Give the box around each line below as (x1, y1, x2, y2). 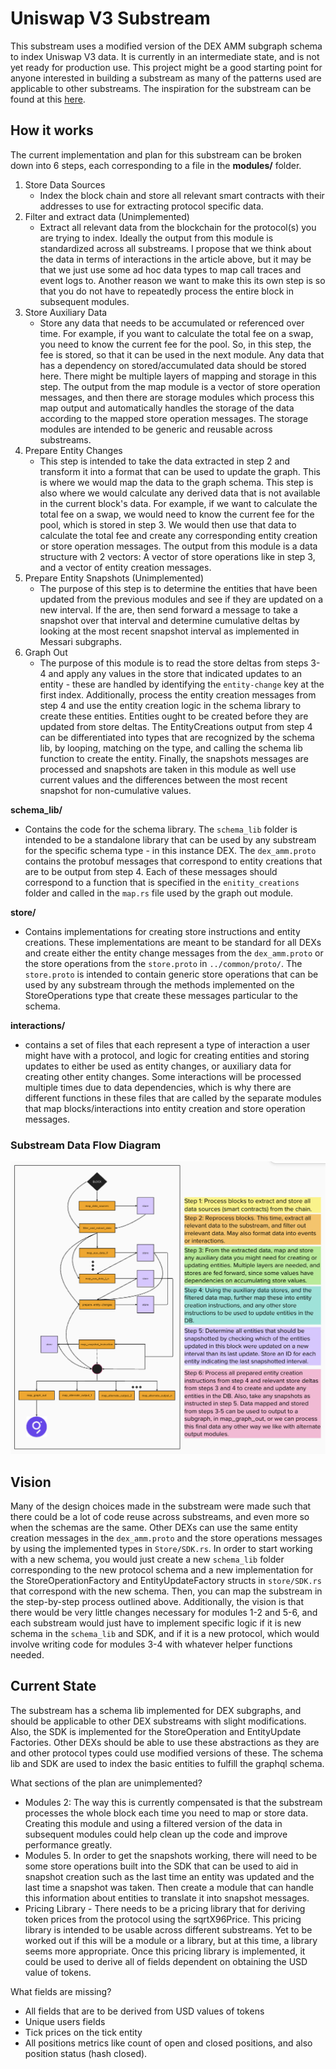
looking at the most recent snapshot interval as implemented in (39, 625, 300, 637)
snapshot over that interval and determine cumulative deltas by (39, 614, 300, 626)
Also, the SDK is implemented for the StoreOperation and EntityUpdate (10, 1725, 302, 1737)
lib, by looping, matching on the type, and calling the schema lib (39, 742, 303, 754)
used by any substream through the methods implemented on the (24, 978, 295, 991)
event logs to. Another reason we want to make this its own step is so (39, 274, 326, 286)
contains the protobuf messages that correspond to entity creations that (24, 855, 323, 867)
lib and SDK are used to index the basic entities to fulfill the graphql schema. (10, 1757, 325, 1769)
